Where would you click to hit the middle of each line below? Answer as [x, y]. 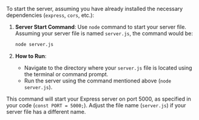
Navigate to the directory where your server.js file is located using [108, 68]
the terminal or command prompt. [66, 74]
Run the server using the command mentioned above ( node [98, 81]
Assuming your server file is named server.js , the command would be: [104, 33]
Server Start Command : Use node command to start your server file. [101, 27]
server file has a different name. [46, 112]
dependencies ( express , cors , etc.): [50, 15]
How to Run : [31, 56]
